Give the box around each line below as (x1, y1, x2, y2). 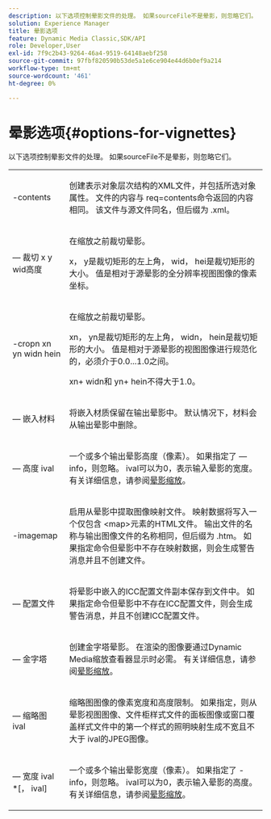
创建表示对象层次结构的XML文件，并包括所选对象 (69, 180, 256, 191)
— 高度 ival (12, 463, 55, 474)
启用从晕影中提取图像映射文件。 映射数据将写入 (69, 506, 249, 518)
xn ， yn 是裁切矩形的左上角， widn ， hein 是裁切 (69, 332, 250, 343)
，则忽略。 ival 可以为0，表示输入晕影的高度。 (83, 777, 258, 788)
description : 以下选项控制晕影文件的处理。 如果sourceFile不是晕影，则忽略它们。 (8, 11, 257, 20)
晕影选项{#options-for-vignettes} (8, 124, 237, 142)
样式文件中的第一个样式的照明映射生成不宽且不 (77, 721, 256, 733)
